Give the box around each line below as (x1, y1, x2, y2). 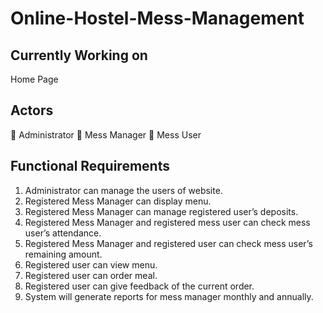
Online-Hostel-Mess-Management (10, 7, 305, 30)
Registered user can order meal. (24, 269, 158, 281)
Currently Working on (10, 47, 148, 64)
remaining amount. (24, 248, 103, 260)
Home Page (10, 73, 59, 85)
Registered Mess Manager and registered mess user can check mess (24, 216, 311, 228)
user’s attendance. (24, 227, 102, 239)
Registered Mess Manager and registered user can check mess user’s (24, 237, 313, 249)
